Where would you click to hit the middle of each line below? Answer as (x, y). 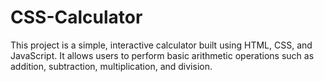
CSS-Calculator (76, 17)
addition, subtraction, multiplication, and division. (111, 66)
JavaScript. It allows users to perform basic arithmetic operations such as (162, 55)
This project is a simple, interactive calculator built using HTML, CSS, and (161, 45)
